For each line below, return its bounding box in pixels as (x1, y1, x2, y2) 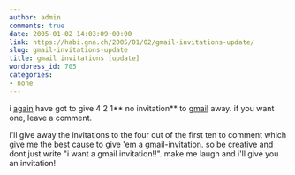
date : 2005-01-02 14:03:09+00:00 (9, 29, 132, 38)
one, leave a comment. (9, 112, 93, 123)
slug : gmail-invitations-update (9, 46, 128, 55)
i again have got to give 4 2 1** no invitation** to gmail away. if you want (9, 103, 275, 113)
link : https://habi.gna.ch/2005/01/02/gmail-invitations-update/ (9, 37, 254, 47)
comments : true (9, 21, 65, 30)
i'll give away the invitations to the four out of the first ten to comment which (9, 129, 287, 140)
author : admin (9, 12, 62, 22)
